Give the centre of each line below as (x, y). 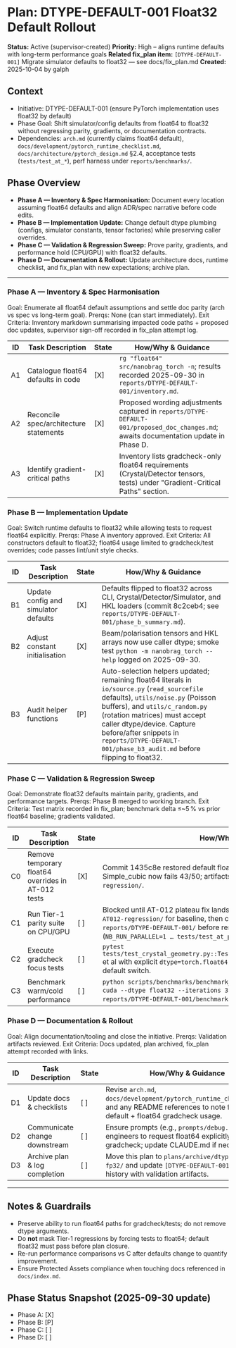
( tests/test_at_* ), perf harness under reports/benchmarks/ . (105, 161)
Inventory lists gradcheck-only (170, 456)
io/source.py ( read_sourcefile (152, 689)
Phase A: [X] (35, 1315)
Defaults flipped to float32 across (157, 588)
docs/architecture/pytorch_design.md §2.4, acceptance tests (106, 153)
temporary (45, 863)
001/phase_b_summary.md (141, 622)
